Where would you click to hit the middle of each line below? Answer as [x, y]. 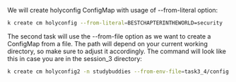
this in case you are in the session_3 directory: [75, 58]
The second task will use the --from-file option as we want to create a [109, 36]
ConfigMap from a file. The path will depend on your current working [108, 43]
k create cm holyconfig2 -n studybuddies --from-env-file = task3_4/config [118, 71]
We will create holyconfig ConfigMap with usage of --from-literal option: [113, 10]
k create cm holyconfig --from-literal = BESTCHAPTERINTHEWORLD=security [115, 23]
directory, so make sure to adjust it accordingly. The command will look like [117, 51]
